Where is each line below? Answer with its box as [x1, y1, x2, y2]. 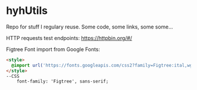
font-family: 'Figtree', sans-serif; [16, 78, 109, 85]
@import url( [11, 62, 43, 68]
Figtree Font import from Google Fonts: [6, 45, 101, 53]
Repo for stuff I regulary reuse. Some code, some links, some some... [6, 23, 174, 30]
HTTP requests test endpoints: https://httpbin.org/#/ [6, 34, 133, 41]
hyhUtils [6, 4, 48, 17]
